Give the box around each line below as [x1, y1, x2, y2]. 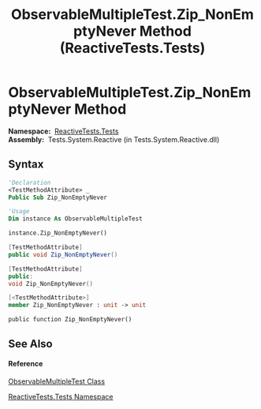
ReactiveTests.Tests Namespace [8, 392, 114, 401]
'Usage [8, 208, 30, 216]
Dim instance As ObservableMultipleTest [8, 215, 144, 223]
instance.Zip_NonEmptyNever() [8, 229, 108, 238]
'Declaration [8, 178, 51, 186]
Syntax [8, 158, 44, 171]
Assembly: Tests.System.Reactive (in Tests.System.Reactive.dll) [8, 134, 220, 144]
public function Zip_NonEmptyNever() [8, 316, 132, 324]
